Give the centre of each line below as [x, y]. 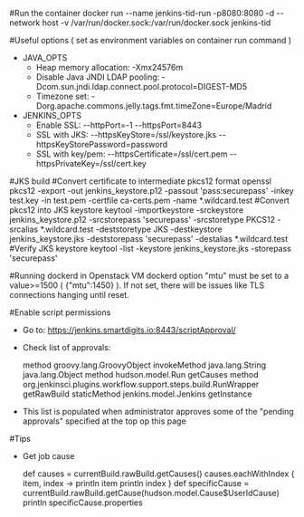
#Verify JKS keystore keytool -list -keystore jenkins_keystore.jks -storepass [151, 249]
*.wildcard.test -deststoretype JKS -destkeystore [132, 229]
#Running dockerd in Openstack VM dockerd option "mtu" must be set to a [149, 276]
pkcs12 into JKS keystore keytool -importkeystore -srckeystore [127, 210]
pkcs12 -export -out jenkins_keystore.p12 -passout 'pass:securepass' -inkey [152, 191]
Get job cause [48, 456]
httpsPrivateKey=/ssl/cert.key [91, 163]
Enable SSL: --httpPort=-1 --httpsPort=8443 [119, 125]
